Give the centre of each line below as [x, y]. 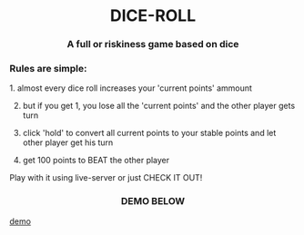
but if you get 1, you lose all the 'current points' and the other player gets [159, 106]
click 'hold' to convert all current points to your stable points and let [149, 133]
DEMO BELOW [153, 201]
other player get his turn [68, 142]
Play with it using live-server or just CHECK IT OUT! [106, 178]
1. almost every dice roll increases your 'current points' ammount [131, 88]
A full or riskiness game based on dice [153, 44]
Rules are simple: [49, 69]
